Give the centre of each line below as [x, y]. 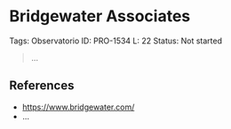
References [42, 86]
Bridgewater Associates [100, 16]
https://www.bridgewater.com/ [78, 107]
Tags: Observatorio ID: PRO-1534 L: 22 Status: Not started [115, 41]
